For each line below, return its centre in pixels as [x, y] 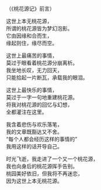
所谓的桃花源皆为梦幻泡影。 [39, 28]
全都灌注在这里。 [27, 112]
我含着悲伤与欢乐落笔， [34, 124]
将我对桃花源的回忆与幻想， [39, 105]
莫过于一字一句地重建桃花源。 [42, 97]
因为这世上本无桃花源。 [34, 181]
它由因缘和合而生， [29, 36]
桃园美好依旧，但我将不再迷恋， [44, 174]
